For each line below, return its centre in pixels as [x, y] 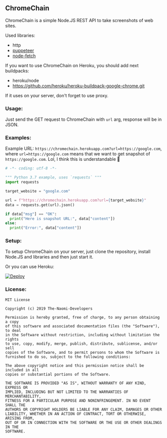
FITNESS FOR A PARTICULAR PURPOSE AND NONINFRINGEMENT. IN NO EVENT [78, 400]
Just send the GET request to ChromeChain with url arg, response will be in [83, 119]
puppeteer [23, 50]
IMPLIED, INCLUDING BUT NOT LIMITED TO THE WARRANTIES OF [67, 392]
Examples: [18, 138]
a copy [12, 322]
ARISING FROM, [20, 418]
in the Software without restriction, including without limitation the [82, 335]
